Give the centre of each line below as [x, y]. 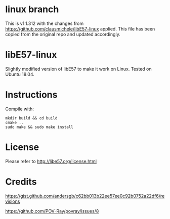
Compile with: [20, 109]
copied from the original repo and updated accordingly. [63, 34]
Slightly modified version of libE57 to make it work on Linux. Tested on [78, 69]
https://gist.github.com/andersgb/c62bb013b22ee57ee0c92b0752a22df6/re [85, 196]
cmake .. [14, 122]
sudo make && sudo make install [39, 127]
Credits [21, 182]
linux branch [32, 9]
